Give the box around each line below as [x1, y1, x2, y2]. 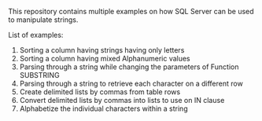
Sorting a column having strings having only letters [19, 46, 185, 54]
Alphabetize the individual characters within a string [19, 104, 188, 113]
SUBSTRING [19, 71, 61, 79]
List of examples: [8, 31, 64, 39]
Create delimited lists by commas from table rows [19, 87, 181, 97]
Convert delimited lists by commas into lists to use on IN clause [19, 96, 225, 104]
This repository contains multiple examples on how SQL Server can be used [8, 7, 254, 16]
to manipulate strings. [8, 15, 79, 24]
